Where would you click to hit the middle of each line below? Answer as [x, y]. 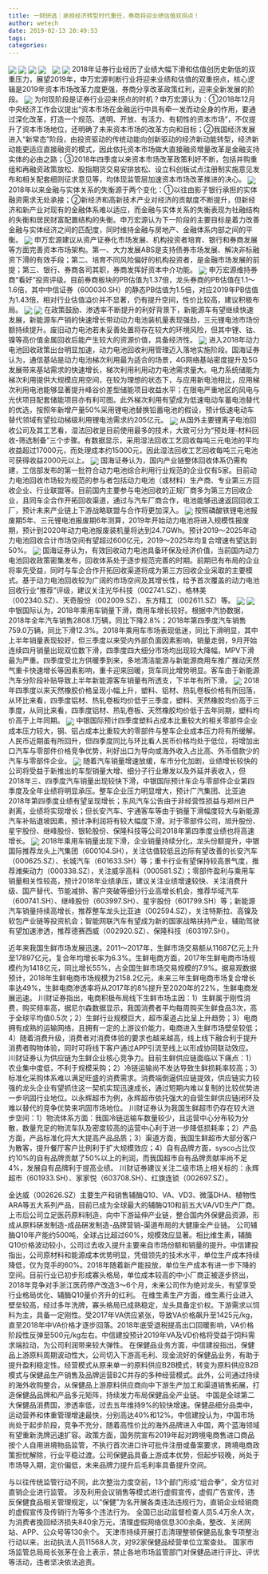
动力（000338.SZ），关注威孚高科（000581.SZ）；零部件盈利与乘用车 [142, 871]
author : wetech [33, 23]
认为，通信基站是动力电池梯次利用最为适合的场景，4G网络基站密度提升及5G [133, 360]
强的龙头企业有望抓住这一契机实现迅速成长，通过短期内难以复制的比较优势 [130, 1087]
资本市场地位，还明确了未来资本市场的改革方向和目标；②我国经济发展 [139, 130]
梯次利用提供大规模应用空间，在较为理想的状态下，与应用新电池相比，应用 [130, 380]
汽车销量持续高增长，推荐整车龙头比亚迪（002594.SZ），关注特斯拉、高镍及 [133, 911]
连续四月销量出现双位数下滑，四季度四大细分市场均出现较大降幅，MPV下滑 [132, 651]
